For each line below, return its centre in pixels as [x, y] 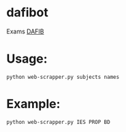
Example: [33, 104]
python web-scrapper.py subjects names [63, 77]
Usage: [27, 59]
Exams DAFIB [25, 31]
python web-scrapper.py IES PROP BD [58, 122]
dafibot [27, 13]
